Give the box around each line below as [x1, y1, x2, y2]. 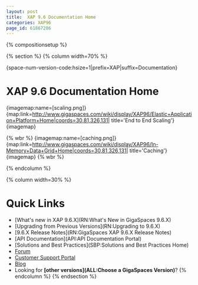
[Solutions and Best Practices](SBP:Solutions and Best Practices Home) [14, 241, 189, 248]
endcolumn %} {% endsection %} [14, 273, 97, 280]
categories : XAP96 [6, 19, 51, 25]
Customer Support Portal [14, 254, 75, 261]
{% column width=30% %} [6, 176, 72, 184]
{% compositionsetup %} [6, 41, 68, 48]
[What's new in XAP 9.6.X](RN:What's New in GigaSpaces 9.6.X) [14, 217, 171, 224]
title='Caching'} [129, 147, 168, 154]
